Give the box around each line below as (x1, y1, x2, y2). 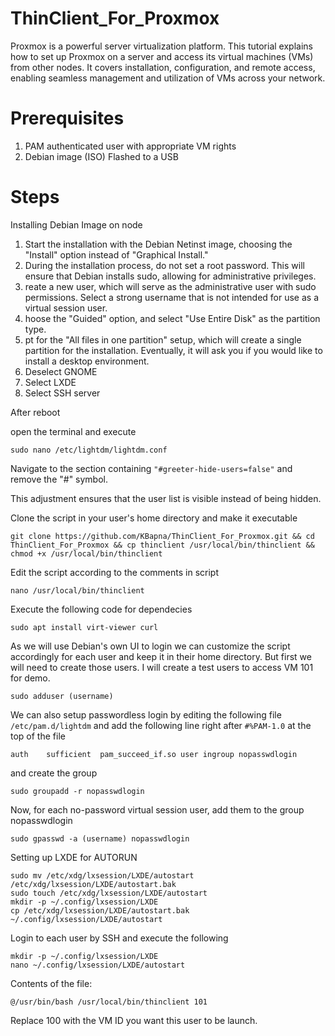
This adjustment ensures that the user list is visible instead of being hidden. (10, 492, 322, 504)
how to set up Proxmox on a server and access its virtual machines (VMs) (10, 50, 314, 62)
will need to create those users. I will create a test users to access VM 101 (10, 661, 314, 673)
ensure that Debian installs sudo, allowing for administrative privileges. (24, 270, 317, 282)
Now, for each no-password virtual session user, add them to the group (10, 803, 305, 816)
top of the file (10, 730, 66, 742)
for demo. (10, 672, 51, 684)
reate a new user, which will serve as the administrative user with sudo (24, 280, 317, 292)
